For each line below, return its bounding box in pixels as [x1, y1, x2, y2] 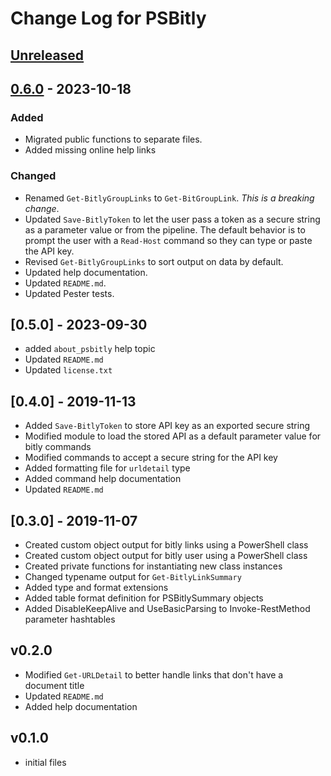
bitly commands [24, 441, 92, 453]
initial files [24, 756, 67, 768]
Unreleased [10, 47, 85, 64]
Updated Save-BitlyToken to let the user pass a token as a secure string [24, 213, 321, 225]
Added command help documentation [24, 473, 182, 485]
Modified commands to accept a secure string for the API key [24, 452, 278, 464]
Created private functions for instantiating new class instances [24, 560, 283, 572]
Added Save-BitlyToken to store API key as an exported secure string [24, 420, 311, 432]
